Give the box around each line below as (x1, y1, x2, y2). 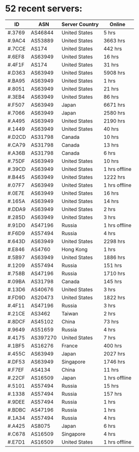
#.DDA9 (7, 205, 26, 212)
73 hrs (103, 318, 119, 325)
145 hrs (103, 278, 122, 285)
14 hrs (103, 198, 119, 205)
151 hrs (103, 262, 122, 269)
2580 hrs (103, 109, 126, 116)
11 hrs (103, 366, 119, 373)
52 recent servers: (5, 3, 83, 14)
